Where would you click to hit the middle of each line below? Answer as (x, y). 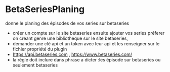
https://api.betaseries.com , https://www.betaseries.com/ (72, 54)
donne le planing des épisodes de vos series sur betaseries (67, 23)
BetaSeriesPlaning (45, 9)
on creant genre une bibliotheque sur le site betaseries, (70, 38)
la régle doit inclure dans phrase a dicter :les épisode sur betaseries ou (87, 59)
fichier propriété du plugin (40, 49)
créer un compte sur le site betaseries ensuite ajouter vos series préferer (89, 33)
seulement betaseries (35, 65)
